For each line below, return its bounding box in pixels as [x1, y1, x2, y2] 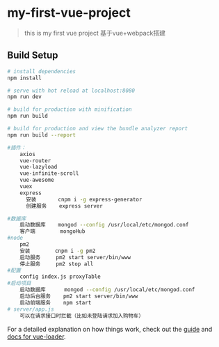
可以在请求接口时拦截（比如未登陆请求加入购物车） [19, 312, 145, 319]
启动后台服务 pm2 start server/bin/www [19, 293, 138, 300]
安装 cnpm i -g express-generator [25, 196, 143, 203]
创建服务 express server [25, 202, 103, 210]
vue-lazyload [19, 164, 58, 171]
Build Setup [7, 49, 58, 61]
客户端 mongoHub [19, 228, 86, 235]
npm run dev [7, 93, 42, 100]
